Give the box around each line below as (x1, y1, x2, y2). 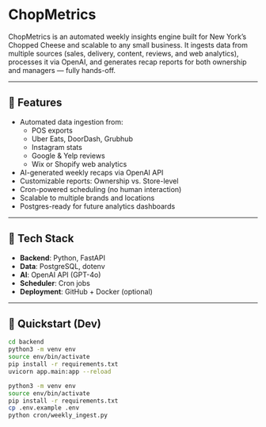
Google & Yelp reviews (31, 151, 105, 160)
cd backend (8, 338, 44, 346)
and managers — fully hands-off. (8, 65, 116, 75)
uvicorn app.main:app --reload (8, 367, 112, 375)
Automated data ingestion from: (19, 117, 123, 126)
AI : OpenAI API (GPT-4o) (19, 270, 101, 279)
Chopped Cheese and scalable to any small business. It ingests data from (8, 40, 248, 49)
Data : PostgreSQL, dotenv (19, 261, 105, 271)
